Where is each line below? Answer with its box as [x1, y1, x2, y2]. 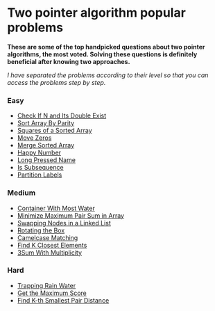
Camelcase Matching [17, 233, 78, 241]
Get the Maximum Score [17, 289, 87, 297]
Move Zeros [17, 134, 52, 142]
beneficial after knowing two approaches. [7, 57, 130, 65]
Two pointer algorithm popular [7, 5, 186, 21]
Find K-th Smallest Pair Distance [17, 296, 110, 304]
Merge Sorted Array [17, 141, 75, 150]
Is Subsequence [17, 164, 64, 172]
